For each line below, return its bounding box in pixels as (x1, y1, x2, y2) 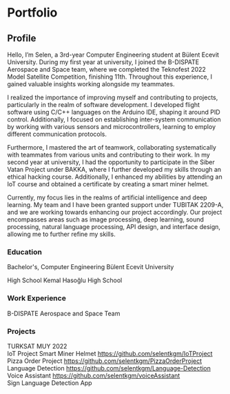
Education (7, 247, 43, 257)
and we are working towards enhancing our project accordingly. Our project (7, 208, 222, 216)
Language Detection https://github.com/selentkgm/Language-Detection (7, 364, 211, 372)
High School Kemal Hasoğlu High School (7, 276, 123, 284)
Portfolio (7, 5, 58, 21)
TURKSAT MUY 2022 (7, 342, 67, 350)
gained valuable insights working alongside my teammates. (7, 80, 175, 88)
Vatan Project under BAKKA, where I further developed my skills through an (7, 166, 222, 173)
